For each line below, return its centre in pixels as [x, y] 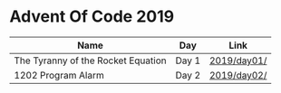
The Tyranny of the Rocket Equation [90, 60]
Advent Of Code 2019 [92, 17]
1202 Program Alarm [59, 75]
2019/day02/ [238, 75]
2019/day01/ [238, 60]
